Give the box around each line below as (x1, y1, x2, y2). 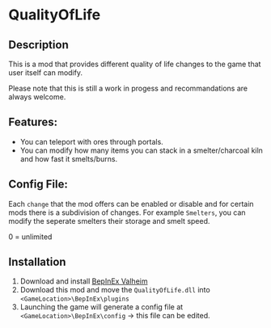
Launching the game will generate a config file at (19, 302, 184, 312)
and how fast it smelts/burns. (19, 153, 118, 163)
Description (8, 38, 69, 52)
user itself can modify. (8, 68, 83, 78)
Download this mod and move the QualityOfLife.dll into (19, 285, 210, 295)
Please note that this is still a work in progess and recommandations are (8, 83, 248, 93)
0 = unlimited (8, 232, 53, 242)
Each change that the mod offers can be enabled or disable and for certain (8, 199, 254, 208)
